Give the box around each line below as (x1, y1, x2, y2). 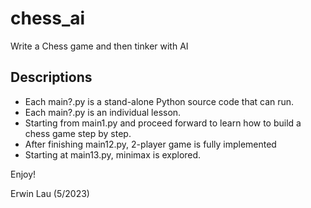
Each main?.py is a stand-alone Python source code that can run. (24, 95, 295, 107)
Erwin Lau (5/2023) (10, 187, 90, 199)
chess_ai (10, 7, 86, 30)
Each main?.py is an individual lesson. (24, 106, 182, 118)
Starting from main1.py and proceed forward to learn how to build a (24, 117, 302, 129)
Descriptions (10, 69, 93, 86)
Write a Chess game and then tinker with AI (10, 40, 189, 52)
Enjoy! (10, 168, 37, 180)
